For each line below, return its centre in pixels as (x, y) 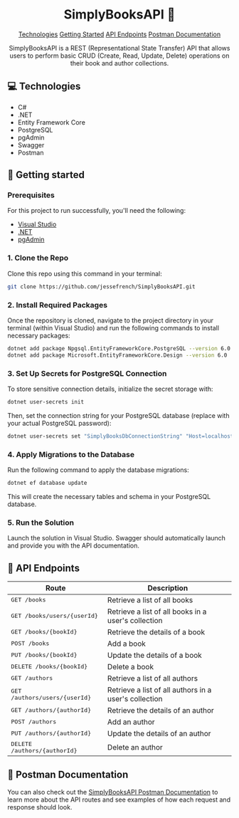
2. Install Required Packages (58, 305)
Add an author (131, 722)
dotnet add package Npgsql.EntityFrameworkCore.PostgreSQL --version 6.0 (119, 348)
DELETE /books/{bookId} (49, 667)
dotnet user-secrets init (46, 402)
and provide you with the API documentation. (74, 546)
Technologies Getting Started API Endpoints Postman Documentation (119, 34)
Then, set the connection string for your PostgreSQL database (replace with (118, 415)
